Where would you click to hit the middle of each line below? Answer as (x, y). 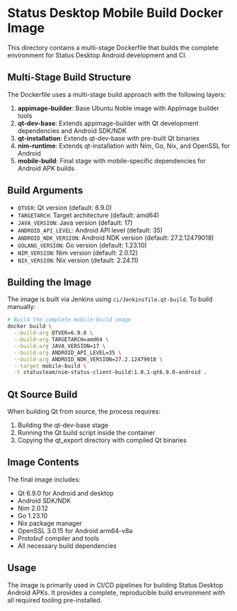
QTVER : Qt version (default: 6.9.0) (65, 207)
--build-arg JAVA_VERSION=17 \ (60, 346)
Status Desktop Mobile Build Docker (115, 13)
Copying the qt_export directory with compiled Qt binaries (102, 441)
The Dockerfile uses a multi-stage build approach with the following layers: (117, 94)
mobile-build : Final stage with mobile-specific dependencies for (112, 161)
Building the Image (50, 282)
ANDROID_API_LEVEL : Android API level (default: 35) (90, 230)
